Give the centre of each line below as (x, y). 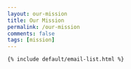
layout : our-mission (38, 14)
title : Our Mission (36, 20)
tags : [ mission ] (31, 40)
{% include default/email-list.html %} (66, 59)
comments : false (31, 33)
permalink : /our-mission (44, 27)
